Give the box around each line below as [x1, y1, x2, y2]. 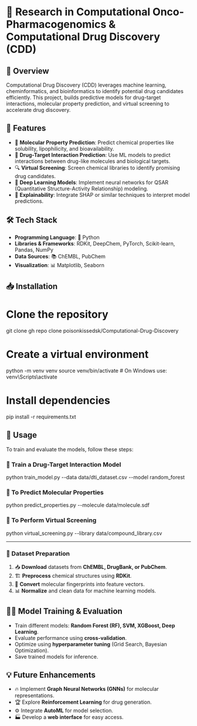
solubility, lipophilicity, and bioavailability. [14, 145, 114, 152]
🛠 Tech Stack [6, 215, 57, 225]
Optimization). [14, 647, 49, 654]
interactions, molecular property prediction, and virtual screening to [6, 100, 170, 107]
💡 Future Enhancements [6, 670, 96, 680]
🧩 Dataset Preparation [6, 550, 70, 558]
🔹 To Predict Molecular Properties [6, 488, 104, 496]
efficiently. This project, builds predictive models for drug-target [6, 94, 161, 101]
